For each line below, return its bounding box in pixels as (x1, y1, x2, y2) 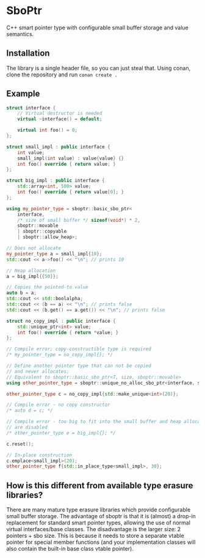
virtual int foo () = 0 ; (17, 127, 78, 133)
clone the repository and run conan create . (6, 71, 118, 78)
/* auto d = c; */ (6, 408, 53, 414)
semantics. (6, 30, 34, 37)
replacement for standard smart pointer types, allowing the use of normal (6, 519, 191, 526)
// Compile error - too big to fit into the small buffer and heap (6, 419, 182, 425)
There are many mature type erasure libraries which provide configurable (6, 506, 191, 513)
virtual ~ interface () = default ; (17, 116, 103, 122)
